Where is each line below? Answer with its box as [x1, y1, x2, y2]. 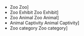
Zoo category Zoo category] [9, 25, 68, 31]
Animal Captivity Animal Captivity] [9, 20, 80, 26]
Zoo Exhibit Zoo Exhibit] [9, 9, 59, 15]
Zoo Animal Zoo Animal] [9, 15, 59, 20]
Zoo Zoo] [9, 4, 29, 10]
